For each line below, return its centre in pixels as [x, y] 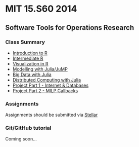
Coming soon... [21, 139]
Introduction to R [30, 53]
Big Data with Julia [32, 75]
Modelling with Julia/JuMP [40, 69]
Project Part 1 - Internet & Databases [51, 85]
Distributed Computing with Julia [47, 80]
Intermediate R [28, 58]
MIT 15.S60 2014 [41, 9]
